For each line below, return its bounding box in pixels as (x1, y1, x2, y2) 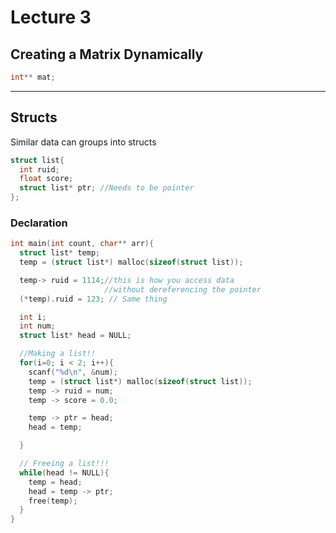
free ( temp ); (28, 496, 78, 506)
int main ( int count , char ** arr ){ (10, 239, 155, 249)
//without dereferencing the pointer (104, 284, 262, 295)
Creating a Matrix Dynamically (10, 46, 204, 63)
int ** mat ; (10, 72, 56, 82)
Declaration (10, 216, 68, 230)
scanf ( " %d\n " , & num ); (28, 367, 118, 377)
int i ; (19, 312, 47, 322)
